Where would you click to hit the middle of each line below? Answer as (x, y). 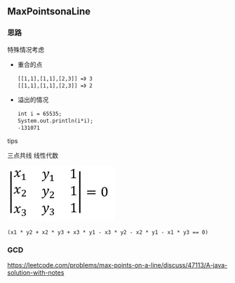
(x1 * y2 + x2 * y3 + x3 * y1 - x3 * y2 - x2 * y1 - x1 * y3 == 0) (108, 232)
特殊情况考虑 (26, 49)
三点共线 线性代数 (33, 155)
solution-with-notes (36, 272)
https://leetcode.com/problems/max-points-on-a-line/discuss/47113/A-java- (117, 265)
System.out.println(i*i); (55, 121)
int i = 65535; (40, 114)
